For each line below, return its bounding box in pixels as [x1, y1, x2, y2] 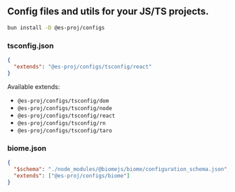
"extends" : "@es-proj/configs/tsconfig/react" [13, 63, 152, 70]
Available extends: [7, 82, 60, 90]
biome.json [7, 143, 47, 153]
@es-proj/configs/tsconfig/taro [17, 127, 112, 134]
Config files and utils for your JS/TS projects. [7, 6, 209, 18]
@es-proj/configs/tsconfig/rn [17, 119, 107, 127]
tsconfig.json [7, 41, 54, 50]
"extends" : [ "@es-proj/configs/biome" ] [13, 172, 130, 179]
